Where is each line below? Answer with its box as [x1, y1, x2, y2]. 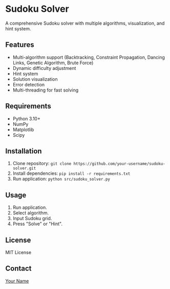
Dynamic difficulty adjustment [12, 65, 76, 71]
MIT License [5, 249, 32, 255]
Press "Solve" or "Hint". [12, 221, 63, 227]
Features [5, 41, 34, 49]
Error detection [12, 81, 45, 87]
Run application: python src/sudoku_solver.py [12, 176, 110, 182]
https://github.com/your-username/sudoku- [73, 161, 165, 167]
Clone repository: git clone [12, 160, 72, 167]
